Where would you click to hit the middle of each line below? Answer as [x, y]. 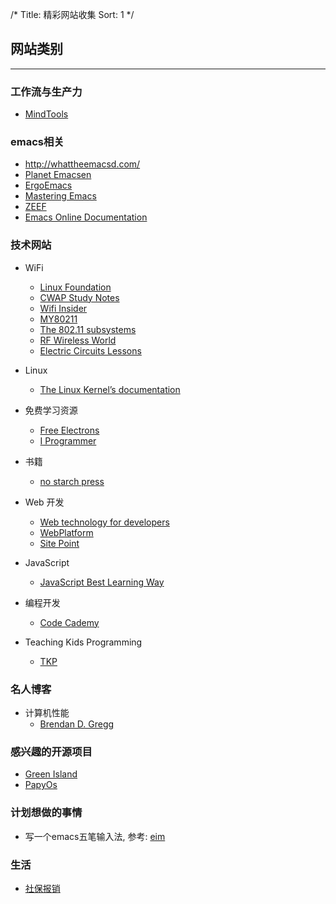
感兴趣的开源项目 [51, 751]
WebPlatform [66, 532]
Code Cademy [69, 622]
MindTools [46, 114]
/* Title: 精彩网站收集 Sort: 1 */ [72, 14]
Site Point [59, 543]
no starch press [72, 481]
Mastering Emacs [60, 196]
